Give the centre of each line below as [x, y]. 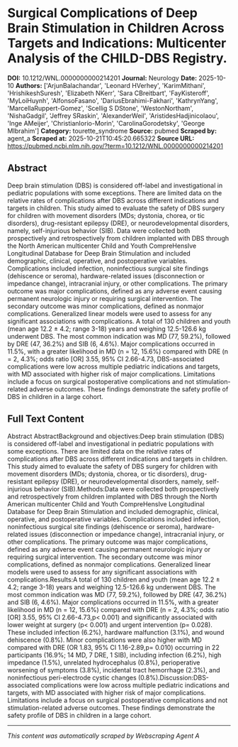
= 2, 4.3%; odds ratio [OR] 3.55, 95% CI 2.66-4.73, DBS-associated [106, 359]
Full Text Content [46, 419]
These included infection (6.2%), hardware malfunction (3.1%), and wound [116, 632]
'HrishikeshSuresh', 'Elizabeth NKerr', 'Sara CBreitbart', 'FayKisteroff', [109, 93]
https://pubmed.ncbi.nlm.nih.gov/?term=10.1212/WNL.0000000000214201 [115, 146]
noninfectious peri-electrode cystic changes [72, 677]
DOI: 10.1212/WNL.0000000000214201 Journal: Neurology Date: [102, 78]
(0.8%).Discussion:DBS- [173, 677]
